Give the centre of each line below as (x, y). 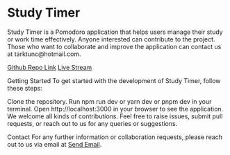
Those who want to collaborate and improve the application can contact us (114, 46)
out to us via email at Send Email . (55, 144)
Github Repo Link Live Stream (50, 67)
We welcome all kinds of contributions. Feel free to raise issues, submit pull (115, 116)
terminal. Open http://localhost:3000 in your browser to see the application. (115, 109)
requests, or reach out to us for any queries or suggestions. (92, 123)
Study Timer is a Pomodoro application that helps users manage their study (115, 32)
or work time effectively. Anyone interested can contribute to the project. (111, 39)
